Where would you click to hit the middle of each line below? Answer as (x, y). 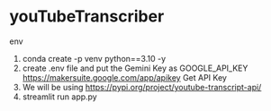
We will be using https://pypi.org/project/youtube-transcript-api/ (142, 87)
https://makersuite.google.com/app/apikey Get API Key (125, 77)
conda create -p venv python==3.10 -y (94, 58)
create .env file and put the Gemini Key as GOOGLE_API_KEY (135, 68)
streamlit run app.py (59, 97)
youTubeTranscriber (87, 17)
